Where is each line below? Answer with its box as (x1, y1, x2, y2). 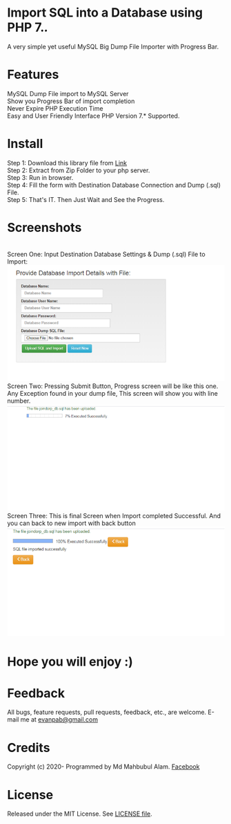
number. (7, 396, 31, 405)
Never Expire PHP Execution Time (7, 104, 103, 112)
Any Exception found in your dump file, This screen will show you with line (7, 389, 219, 397)
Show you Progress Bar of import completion (7, 97, 135, 105)
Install (7, 136, 43, 152)
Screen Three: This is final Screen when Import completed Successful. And (7, 511, 221, 520)
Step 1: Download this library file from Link (7, 158, 128, 167)
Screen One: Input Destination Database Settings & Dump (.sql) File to (7, 250, 205, 258)
